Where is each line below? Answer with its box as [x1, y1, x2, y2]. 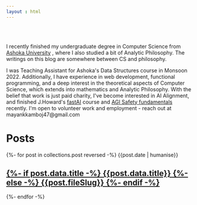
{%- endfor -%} [6, 193, 45, 200]
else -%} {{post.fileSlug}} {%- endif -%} [6, 177, 160, 187]
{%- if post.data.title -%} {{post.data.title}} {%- [6, 168, 189, 178]
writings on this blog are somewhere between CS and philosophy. [6, 55, 167, 62]
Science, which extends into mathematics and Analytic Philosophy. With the [6, 85, 192, 92]
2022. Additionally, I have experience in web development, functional [6, 73, 175, 80]
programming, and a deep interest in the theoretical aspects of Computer [6, 79, 185, 87]
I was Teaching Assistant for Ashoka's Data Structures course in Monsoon [6, 66, 188, 74]
